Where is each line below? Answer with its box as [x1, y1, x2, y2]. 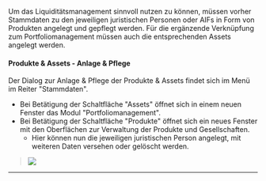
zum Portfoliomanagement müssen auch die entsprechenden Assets [8, 32, 231, 41]
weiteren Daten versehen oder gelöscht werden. [31, 141, 189, 151]
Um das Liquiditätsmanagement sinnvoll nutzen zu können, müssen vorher [8, 7, 252, 16]
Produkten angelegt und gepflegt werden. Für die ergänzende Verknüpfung [8, 24, 255, 32]
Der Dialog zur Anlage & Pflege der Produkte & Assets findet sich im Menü [8, 76, 251, 85]
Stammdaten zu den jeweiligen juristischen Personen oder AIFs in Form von [8, 15, 255, 25]
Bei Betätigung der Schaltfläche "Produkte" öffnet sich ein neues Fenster [19, 116, 258, 126]
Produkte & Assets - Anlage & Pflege [8, 58, 131, 68]
